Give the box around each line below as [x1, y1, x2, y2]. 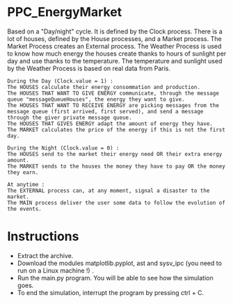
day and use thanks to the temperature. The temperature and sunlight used [7, 56, 223, 65]
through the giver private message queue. [7, 114, 132, 121]
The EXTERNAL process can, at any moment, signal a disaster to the [7, 187, 210, 194]
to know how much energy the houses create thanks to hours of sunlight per [7, 49, 227, 58]
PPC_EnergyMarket [7, 4, 122, 20]
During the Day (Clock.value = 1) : [7, 77, 113, 84]
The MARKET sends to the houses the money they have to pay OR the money [7, 163, 226, 170]
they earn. [7, 168, 39, 176]
